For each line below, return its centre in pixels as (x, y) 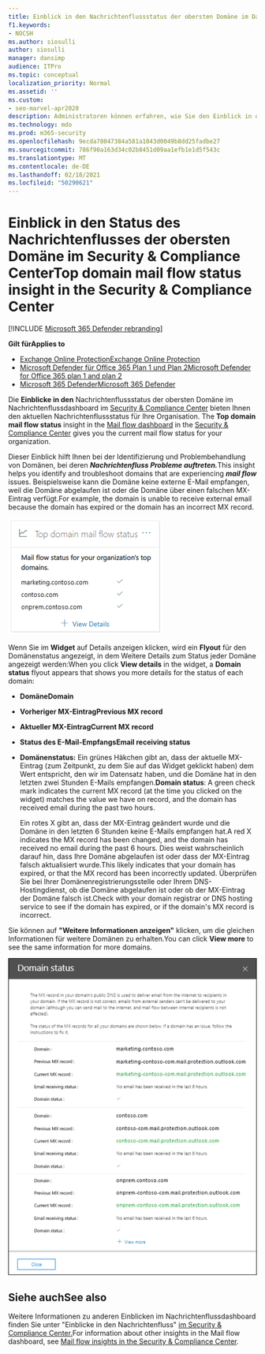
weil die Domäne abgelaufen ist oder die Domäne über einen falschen (121, 490)
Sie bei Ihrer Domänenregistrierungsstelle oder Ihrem (106, 882)
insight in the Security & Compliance (130, 290)
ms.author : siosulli (42, 42)
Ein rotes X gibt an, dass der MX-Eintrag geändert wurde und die (125, 823)
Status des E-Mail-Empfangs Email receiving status (105, 742)
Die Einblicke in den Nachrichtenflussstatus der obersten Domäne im (121, 400)
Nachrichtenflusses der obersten (119, 240)
